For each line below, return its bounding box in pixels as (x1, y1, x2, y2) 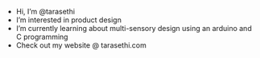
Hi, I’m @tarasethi (15, 7, 75, 16)
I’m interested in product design (15, 15, 122, 25)
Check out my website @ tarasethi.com (15, 41, 147, 50)
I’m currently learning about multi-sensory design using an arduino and (15, 24, 252, 33)
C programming (15, 32, 68, 41)
